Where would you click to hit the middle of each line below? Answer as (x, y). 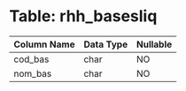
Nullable (154, 44)
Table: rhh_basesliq (83, 16)
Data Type (106, 44)
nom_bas (33, 73)
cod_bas (31, 59)
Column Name (44, 44)
